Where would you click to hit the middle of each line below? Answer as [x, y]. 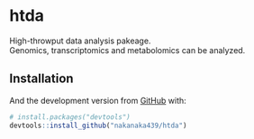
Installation [41, 79]
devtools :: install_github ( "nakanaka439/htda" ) [98, 125]
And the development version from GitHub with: [98, 100]
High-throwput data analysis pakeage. [80, 41]
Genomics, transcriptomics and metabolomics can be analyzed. [127, 50]
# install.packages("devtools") [70, 117]
